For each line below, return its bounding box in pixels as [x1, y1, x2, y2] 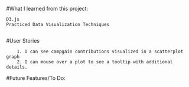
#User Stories [6, 37, 40, 44]
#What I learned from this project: [6, 5, 89, 12]
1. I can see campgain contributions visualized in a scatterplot [17, 49, 184, 54]
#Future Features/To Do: [6, 75, 66, 82]
